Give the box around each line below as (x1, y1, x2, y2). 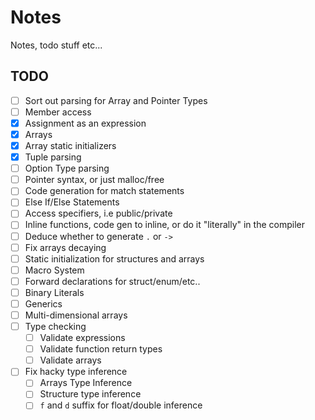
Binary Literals (24, 286, 85, 298)
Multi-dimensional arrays (24, 309, 128, 321)
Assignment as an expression (24, 117, 147, 129)
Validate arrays (39, 354, 102, 366)
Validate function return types (39, 343, 163, 355)
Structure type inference (39, 388, 142, 400)
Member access (24, 106, 92, 118)
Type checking (24, 321, 87, 332)
